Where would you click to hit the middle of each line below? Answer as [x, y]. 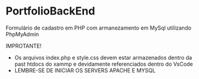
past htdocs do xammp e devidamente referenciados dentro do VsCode [104, 64]
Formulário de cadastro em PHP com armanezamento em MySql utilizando [99, 28]
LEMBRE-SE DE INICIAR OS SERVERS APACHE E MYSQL [85, 70]
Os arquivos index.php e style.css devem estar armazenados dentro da [103, 57]
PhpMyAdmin [22, 34]
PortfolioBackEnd [51, 11]
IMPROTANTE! [24, 46]
